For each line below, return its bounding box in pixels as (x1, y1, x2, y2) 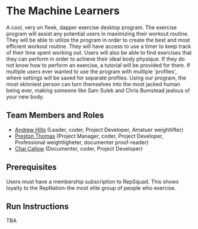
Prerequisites (6, 162, 57, 173)
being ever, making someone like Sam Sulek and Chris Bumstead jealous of (6, 87, 190, 94)
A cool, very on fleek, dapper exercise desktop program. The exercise (6, 24, 177, 31)
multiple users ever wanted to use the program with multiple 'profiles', (6, 68, 177, 75)
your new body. (6, 93, 44, 100)
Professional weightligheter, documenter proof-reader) (14, 138, 149, 146)
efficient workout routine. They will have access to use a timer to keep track (6, 43, 191, 50)
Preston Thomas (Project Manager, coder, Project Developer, (14, 132, 164, 139)
